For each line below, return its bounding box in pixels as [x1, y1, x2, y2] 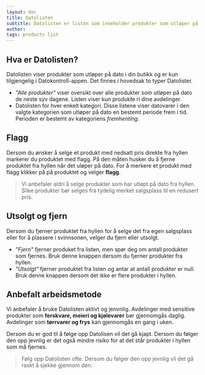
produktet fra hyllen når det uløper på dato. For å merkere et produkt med [6, 162, 192, 169]
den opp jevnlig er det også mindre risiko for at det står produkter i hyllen [6, 337, 191, 344]
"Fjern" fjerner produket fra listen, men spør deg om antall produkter [15, 245, 188, 253]
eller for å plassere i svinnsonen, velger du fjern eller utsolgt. [6, 234, 160, 241]
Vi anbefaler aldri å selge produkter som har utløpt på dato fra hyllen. [21, 180, 196, 187]
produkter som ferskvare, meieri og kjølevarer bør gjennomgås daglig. [6, 312, 186, 319]
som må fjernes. [6, 343, 48, 351]
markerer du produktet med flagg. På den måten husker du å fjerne [6, 155, 176, 163]
